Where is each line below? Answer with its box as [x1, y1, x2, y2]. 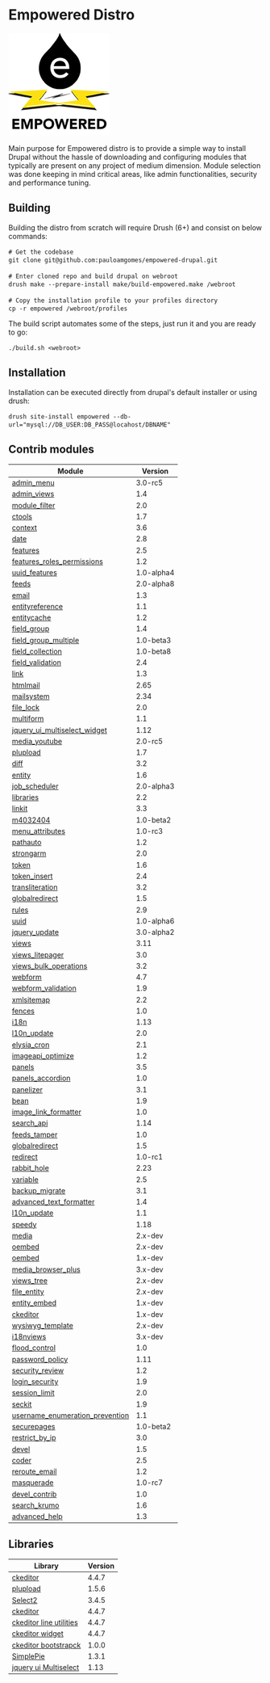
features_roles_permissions [11, 556, 103, 566]
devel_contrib [11, 1489, 57, 1499]
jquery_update [11, 928, 59, 937]
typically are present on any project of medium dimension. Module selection [8, 160, 261, 170]
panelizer [11, 1084, 43, 1094]
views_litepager [11, 949, 64, 959]
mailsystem [11, 691, 50, 701]
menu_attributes [11, 826, 66, 835]
